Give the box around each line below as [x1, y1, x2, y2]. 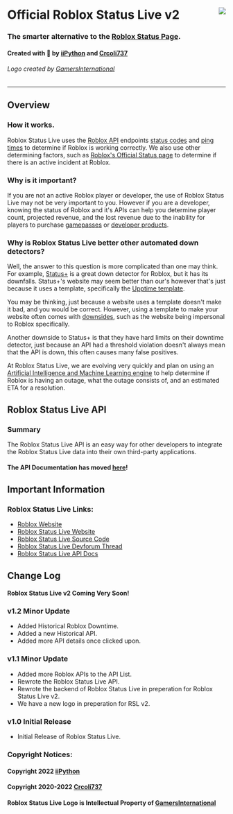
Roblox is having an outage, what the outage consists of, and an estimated [7, 376, 220, 385]
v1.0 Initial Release [7, 716, 71, 726]
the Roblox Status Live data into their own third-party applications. [7, 447, 197, 456]
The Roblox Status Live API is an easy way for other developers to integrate [7, 440, 223, 449]
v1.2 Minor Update [7, 607, 71, 616]
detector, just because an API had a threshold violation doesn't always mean [7, 340, 225, 349]
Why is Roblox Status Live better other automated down [7, 238, 199, 248]
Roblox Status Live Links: [7, 504, 94, 514]
